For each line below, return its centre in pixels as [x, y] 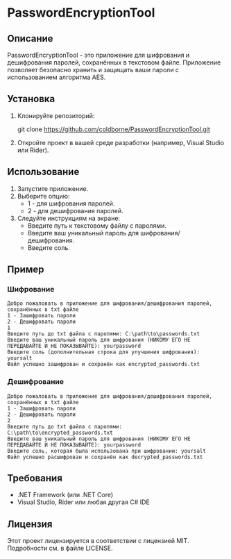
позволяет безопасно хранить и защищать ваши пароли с [93, 70]
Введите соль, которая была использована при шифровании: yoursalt [107, 451]
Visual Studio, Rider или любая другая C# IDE [84, 502]
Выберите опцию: [44, 196]
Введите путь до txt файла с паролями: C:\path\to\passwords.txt [103, 334]
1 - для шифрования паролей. [71, 203]
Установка [31, 99]
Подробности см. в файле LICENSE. [60, 548]
